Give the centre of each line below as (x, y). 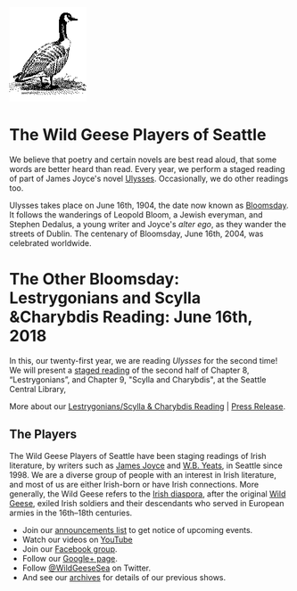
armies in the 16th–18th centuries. (71, 513)
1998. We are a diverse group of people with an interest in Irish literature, (143, 474)
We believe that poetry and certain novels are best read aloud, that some (143, 160)
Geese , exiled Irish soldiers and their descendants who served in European (147, 503)
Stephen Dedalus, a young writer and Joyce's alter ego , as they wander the (148, 224)
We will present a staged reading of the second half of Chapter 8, (129, 370)
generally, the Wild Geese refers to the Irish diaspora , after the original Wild (148, 494)
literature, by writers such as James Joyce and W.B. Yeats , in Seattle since (146, 465)
